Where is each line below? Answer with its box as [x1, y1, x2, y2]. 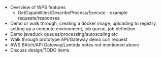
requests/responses [17, 15, 60, 21]
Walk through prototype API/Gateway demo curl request [10, 36, 128, 42]
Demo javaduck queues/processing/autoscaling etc [10, 31, 118, 37]
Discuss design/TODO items [10, 47, 70, 53]
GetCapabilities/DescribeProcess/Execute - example [17, 10, 128, 16]
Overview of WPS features [10, 5, 66, 10]
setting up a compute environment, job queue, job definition [10, 26, 136, 32]
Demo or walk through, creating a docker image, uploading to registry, [10, 20, 157, 26]
